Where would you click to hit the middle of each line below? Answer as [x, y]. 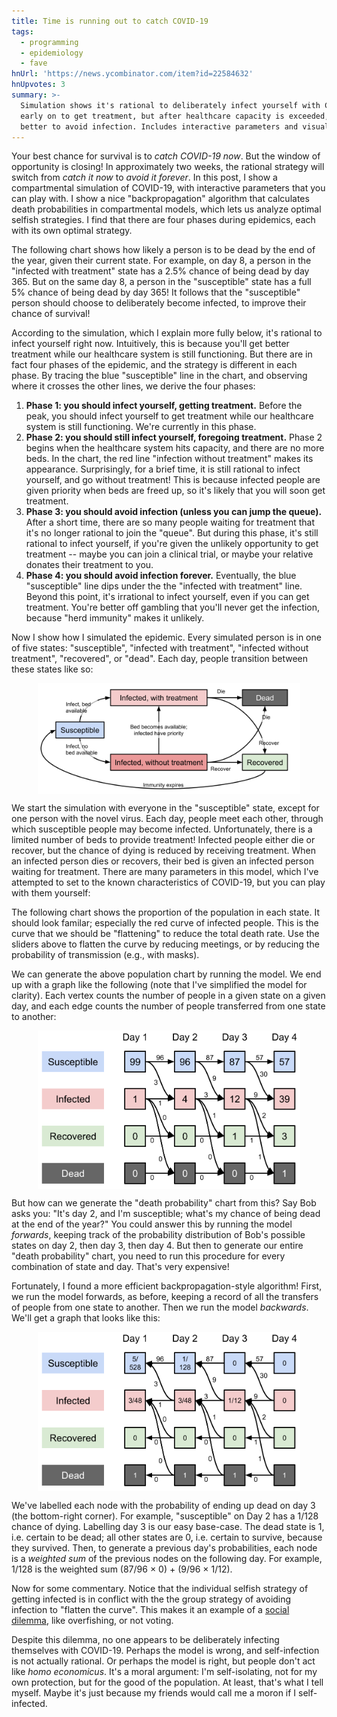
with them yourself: [51, 892]
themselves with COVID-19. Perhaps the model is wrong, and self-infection [165, 1651]
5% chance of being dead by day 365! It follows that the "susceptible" [156, 292]
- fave [34, 63]
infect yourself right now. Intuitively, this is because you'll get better [150, 344]
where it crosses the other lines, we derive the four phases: [133, 386]
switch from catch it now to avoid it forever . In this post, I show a [144, 177]
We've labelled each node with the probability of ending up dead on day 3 [163, 1506]
